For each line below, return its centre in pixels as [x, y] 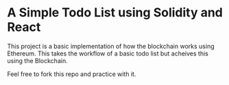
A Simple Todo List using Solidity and [115, 13]
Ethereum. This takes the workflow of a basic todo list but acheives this [108, 53]
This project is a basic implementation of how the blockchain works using [111, 46]
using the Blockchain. [37, 60]
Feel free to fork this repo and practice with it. [72, 74]
